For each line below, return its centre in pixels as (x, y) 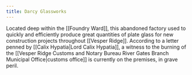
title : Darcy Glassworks (36, 11)
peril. (12, 66)
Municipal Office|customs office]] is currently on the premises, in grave (92, 59)
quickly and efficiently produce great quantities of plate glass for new (90, 34)
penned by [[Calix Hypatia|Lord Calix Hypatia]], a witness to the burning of (96, 47)
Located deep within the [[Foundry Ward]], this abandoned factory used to (96, 28)
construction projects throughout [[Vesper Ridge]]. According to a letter (92, 40)
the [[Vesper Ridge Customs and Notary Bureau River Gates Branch (88, 53)
